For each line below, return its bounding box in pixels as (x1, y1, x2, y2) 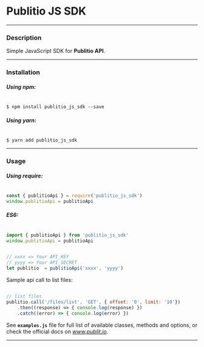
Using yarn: (6, 117, 36, 124)
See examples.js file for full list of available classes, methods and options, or (6, 321, 198, 329)
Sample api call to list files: (6, 277, 73, 284)
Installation (6, 68, 41, 77)
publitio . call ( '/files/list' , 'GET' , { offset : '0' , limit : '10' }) (6, 299, 181, 305)
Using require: (6, 172, 44, 179)
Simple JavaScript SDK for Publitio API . (6, 47, 106, 55)
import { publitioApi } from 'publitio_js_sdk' (6, 232, 129, 238)
